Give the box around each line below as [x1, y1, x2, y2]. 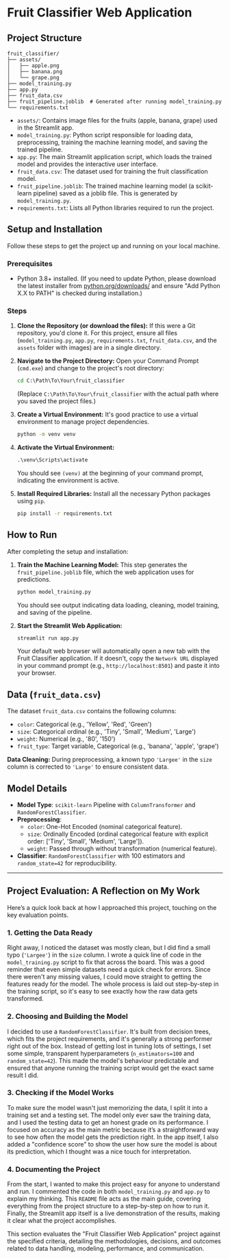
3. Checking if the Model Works [7, 1088, 114, 1098]
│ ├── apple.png [7, 62, 60, 69]
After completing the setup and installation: [7, 547, 129, 555]
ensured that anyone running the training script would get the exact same [7, 1064, 214, 1072]
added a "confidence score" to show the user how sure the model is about [7, 1140, 218, 1148]
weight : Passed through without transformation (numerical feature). [27, 845, 217, 853]
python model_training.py [16, 588, 91, 595]
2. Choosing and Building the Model [7, 1011, 128, 1021]
